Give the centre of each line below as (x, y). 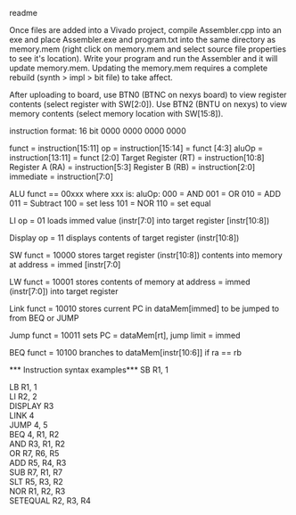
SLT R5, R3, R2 (37, 482)
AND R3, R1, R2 (37, 444)
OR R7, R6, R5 (34, 453)
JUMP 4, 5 (29, 425)
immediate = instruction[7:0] (61, 176)
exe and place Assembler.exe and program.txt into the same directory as (143, 40)
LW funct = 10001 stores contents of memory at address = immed (130, 282)
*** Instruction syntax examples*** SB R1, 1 (89, 370)
